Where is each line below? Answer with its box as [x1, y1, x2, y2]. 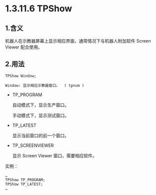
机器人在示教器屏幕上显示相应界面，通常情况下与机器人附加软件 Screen [5, 38, 151, 44]
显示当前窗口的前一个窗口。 [12, 132, 69, 139]
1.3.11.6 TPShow [5, 3, 72, 14]
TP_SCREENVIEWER [12, 142, 54, 148]
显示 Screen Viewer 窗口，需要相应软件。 [12, 152, 97, 158]
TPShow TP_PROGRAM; [5, 177, 46, 182]
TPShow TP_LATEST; [5, 182, 43, 187]
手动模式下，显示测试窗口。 [12, 112, 69, 118]
